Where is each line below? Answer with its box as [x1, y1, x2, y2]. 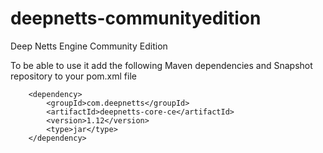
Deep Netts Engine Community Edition [10, 40, 168, 52]
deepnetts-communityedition [10, 7, 262, 30]
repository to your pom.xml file [10, 70, 137, 82]
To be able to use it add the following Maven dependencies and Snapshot [10, 59, 313, 71]
